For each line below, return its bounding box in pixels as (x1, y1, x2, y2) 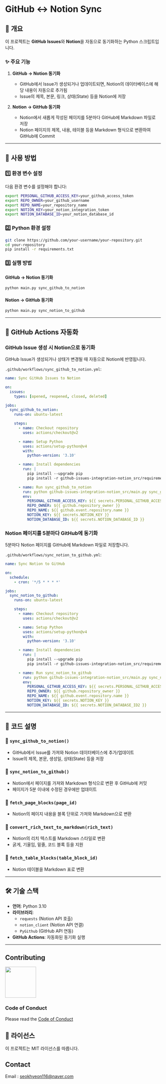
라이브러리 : (12, 909, 34, 915)
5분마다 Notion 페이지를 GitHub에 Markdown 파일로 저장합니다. (5, 542, 129, 548)
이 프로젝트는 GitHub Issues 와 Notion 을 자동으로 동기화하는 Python (5, 39, 138, 44)
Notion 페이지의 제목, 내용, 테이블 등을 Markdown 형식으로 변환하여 (19, 127, 151, 133)
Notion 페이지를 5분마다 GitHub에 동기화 (5, 530, 98, 537)
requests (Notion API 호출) (19, 915, 73, 921)
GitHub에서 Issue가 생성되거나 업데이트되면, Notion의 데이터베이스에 (19, 81, 153, 87)
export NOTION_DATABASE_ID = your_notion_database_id (5, 212, 114, 217)
